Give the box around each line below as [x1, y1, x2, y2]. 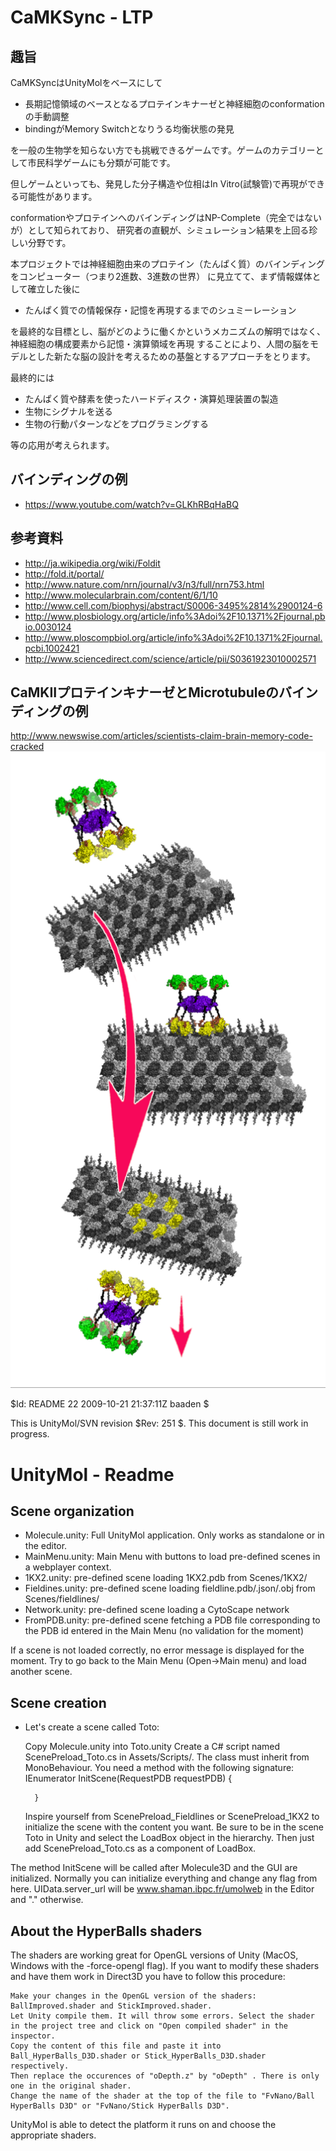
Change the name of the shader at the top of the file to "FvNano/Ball [10, 2091, 315, 2101]
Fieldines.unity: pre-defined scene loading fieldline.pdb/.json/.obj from [24, 1582, 316, 1595]
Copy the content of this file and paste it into [10, 2041, 222, 2051]
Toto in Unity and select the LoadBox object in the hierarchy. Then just [24, 1832, 315, 1844]
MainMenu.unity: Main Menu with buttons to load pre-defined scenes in [24, 1551, 321, 1563]
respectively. [10, 2061, 70, 2071]
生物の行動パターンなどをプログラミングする [24, 418, 210, 430]
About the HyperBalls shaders [10, 1922, 203, 1940]
